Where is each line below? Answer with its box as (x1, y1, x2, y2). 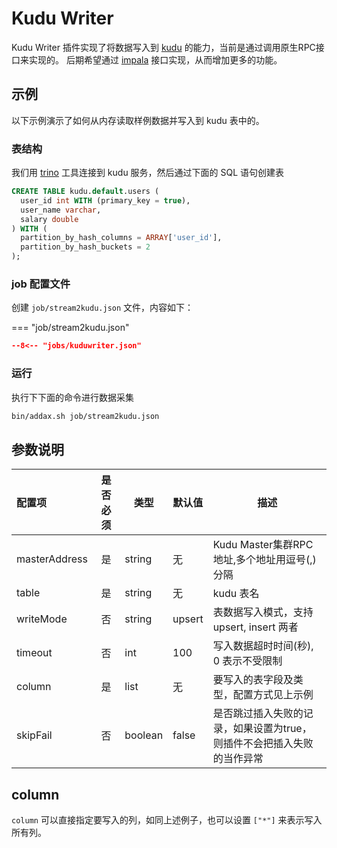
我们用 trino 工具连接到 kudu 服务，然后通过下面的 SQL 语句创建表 (11, 167, 285, 179)
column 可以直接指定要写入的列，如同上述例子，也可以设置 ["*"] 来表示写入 (11, 814, 323, 826)
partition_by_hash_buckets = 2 (20, 242, 151, 252)
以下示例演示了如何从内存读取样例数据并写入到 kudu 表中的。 (11, 114, 265, 126)
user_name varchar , (20, 205, 102, 215)
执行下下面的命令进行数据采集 (11, 391, 134, 403)
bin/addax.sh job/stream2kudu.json (11, 411, 160, 421)
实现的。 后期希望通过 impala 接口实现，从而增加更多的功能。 (28, 53, 283, 66)
